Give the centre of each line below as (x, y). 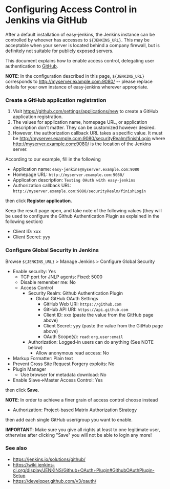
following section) (24, 221)
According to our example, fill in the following (53, 159)
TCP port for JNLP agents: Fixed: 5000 (61, 277)
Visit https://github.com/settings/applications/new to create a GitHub (85, 112)
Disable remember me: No (48, 282)
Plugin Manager (29, 369)
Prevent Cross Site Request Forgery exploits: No (63, 364)
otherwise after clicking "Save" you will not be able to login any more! (79, 435)
